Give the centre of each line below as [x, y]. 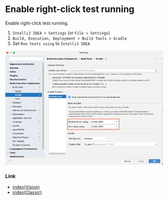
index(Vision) [26, 187]
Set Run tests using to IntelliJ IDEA [51, 43]
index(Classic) [27, 192]
